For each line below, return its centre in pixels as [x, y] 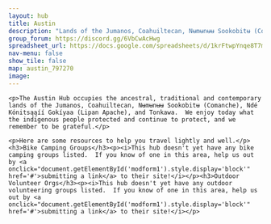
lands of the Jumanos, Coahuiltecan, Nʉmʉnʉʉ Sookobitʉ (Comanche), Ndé [133, 105]
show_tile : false [38, 61]
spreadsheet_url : [38, 46]
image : [19, 76]
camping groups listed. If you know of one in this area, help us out [131, 154]
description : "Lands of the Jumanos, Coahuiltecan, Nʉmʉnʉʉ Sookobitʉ [129, 31]
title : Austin [32, 23]
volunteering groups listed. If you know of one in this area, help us [133, 190]
